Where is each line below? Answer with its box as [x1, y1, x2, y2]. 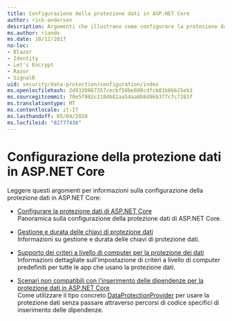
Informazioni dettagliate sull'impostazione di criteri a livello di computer [17, 256, 221, 264]
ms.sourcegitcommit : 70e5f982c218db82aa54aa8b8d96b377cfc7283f [7, 94, 193, 101]
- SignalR [7, 74, 36, 81]
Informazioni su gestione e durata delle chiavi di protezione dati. [17, 235, 200, 244]
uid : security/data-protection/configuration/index [7, 81, 159, 88]
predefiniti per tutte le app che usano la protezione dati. [17, 263, 176, 271]
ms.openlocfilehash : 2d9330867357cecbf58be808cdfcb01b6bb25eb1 [7, 87, 193, 94]
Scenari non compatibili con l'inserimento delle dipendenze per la [17, 277, 204, 285]
